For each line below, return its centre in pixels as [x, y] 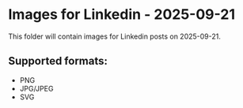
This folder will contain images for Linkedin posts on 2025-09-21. [115, 36]
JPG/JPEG [36, 88]
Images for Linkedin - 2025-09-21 [122, 15]
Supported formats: [58, 61]
